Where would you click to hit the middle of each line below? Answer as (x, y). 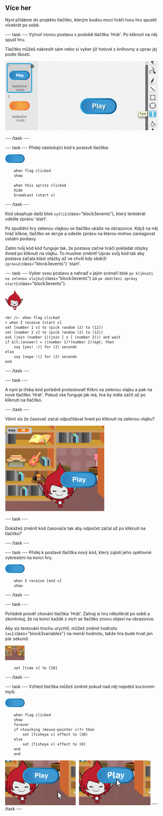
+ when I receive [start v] (34, 322)
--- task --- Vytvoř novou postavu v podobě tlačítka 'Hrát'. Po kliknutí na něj (81, 34)
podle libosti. (18, 54)
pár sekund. (17, 638)
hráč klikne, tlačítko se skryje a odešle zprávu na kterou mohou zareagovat (80, 233)
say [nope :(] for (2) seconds (45, 357)
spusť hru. (15, 40)
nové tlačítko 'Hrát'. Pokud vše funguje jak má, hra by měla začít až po (75, 395)
